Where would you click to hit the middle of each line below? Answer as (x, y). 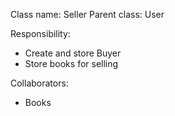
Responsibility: (40, 33)
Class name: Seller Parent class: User (87, 14)
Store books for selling (71, 63)
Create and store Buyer (73, 53)
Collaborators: (39, 83)
